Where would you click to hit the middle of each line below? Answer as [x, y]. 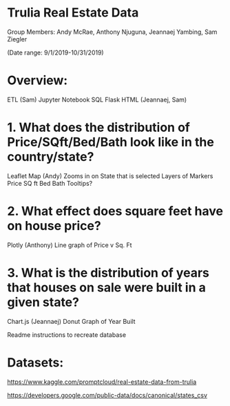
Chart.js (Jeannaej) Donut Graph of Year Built [71, 321]
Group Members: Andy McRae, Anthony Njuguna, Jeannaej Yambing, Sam [112, 32]
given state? [43, 302]
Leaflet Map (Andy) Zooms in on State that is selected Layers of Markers [110, 176]
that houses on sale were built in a [107, 287]
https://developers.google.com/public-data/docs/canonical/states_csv [107, 395]
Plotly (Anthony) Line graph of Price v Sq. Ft [70, 245]
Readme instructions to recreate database [66, 335]
